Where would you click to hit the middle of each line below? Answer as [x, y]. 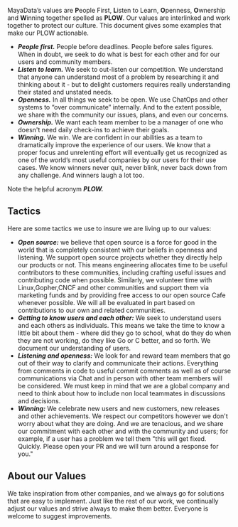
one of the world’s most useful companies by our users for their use [117, 160]
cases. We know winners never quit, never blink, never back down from [122, 167]
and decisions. [39, 400]
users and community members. [65, 62]
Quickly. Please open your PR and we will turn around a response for [118, 446]
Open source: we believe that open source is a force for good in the [117, 242]
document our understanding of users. [74, 348]
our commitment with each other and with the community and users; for [123, 431]
